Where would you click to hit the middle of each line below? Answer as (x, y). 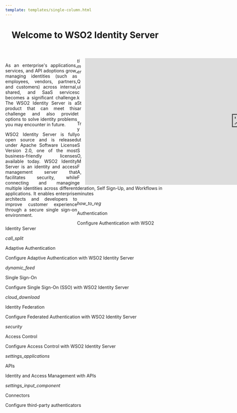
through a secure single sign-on (41, 210)
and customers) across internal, (41, 87)
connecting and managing (41, 182)
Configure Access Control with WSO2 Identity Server (61, 346)
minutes (85, 194)
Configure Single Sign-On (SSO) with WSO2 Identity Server (67, 287)
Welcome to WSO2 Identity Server (85, 35)
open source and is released (41, 139)
